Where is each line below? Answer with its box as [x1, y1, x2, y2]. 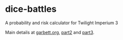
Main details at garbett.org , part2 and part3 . [5, 29, 95, 35]
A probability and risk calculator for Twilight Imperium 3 [5, 20, 119, 26]
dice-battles [5, 3, 57, 15]
